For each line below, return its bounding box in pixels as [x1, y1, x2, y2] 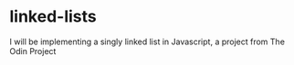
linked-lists [9, 6, 98, 27]
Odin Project [9, 45, 57, 56]
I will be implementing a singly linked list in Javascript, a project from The [9, 36, 286, 47]
